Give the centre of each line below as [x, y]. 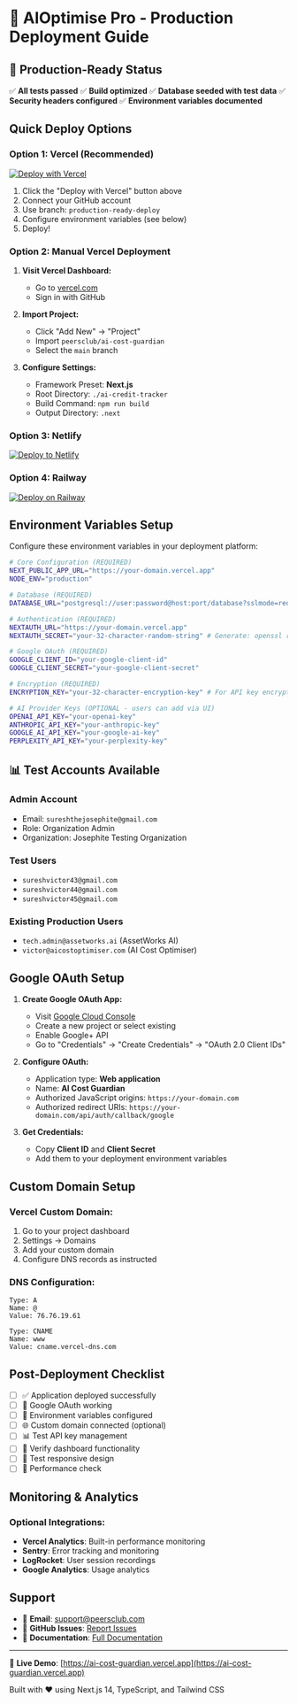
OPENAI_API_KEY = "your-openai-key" [73, 716]
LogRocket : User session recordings [89, 1561]
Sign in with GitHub [70, 297]
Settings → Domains [59, 1240]
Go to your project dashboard [76, 1230]
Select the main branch [76, 350]
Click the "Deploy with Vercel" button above [102, 190]
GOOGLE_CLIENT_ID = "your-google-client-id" [88, 660]
